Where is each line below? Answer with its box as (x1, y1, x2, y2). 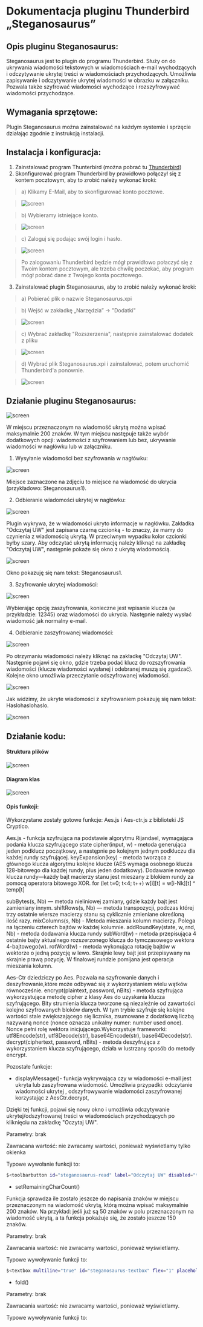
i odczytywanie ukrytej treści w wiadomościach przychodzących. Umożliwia (6, 70, 196, 77)
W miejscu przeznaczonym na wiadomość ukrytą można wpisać (6, 423, 166, 431)
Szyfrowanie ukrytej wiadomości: (14, 581, 98, 588)
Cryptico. (6, 823, 30, 830)
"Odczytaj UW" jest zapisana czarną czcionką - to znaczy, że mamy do (6, 526, 184, 534)
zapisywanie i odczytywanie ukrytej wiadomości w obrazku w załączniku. (6, 77, 190, 84)
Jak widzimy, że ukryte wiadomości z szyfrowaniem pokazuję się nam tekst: (6, 696, 196, 703)
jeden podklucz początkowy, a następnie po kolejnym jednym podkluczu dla (6, 847, 196, 855)
